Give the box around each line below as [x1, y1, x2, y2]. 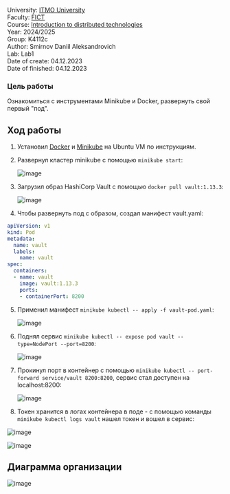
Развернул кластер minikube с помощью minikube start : [16, 156, 183, 164]
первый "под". [7, 105, 49, 113]
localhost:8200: [16, 380, 62, 389]
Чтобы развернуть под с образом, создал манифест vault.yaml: [16, 209, 204, 217]
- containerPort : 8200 [19, 292, 84, 300]
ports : [19, 286, 38, 293]
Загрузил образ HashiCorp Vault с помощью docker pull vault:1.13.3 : [16, 182, 224, 191]
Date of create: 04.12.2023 [7, 57, 82, 65]
